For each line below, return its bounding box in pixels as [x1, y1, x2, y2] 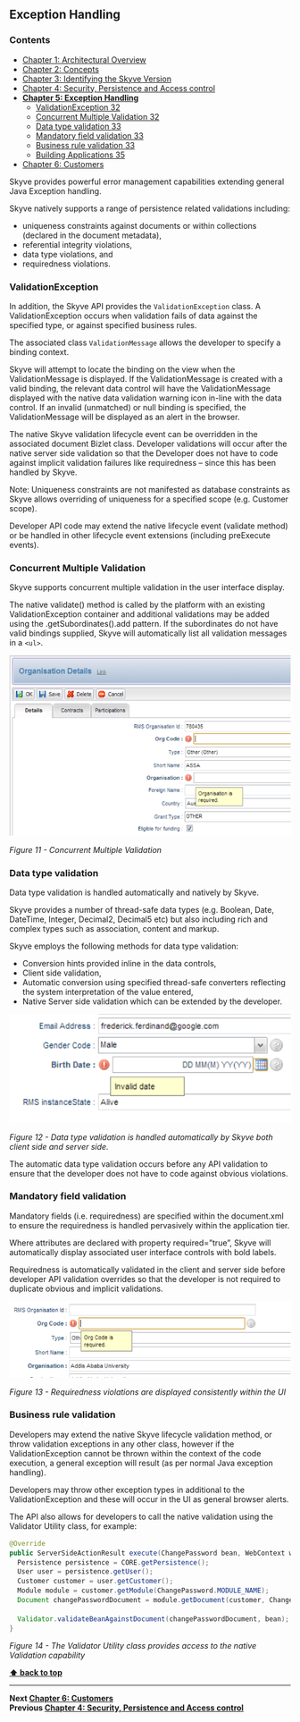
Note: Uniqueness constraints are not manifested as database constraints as [9, 484, 291, 494]
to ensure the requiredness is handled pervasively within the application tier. [9, 1220, 290, 1230]
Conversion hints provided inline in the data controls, [21, 958, 217, 969]
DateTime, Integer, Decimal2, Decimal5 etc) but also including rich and [9, 914, 268, 924]
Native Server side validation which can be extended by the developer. [21, 996, 283, 1007]
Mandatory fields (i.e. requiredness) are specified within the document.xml [9, 1211, 284, 1221]
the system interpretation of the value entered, [21, 987, 194, 998]
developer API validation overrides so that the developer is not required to [9, 1273, 281, 1284]
